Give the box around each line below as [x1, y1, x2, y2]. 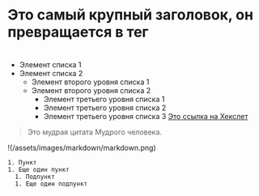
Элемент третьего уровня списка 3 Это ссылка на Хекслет [43, 112, 248, 121]
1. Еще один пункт [7, 166, 70, 174]
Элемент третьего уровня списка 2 [43, 103, 167, 113]
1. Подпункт [15, 173, 56, 181]
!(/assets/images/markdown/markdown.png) [7, 143, 157, 153]
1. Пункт [7, 159, 37, 167]
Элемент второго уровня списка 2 [31, 86, 151, 96]
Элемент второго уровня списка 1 [31, 77, 150, 87]
